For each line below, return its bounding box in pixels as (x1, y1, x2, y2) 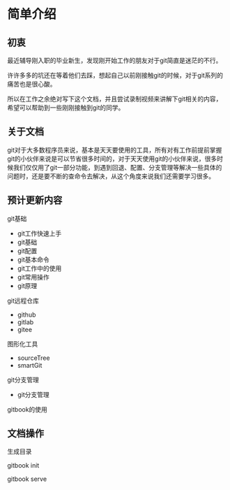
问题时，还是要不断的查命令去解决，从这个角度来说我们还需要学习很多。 (7, 172, 215, 180)
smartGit (17, 361, 43, 369)
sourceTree (17, 354, 50, 362)
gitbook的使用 (7, 405, 47, 413)
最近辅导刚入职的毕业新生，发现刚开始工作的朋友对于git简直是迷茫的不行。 (7, 57, 222, 64)
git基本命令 (17, 255, 50, 264)
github (17, 310, 36, 319)
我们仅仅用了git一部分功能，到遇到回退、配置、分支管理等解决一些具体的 (13, 163, 222, 171)
